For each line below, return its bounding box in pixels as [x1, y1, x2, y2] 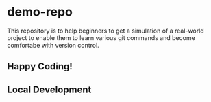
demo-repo [7, 4, 73, 20]
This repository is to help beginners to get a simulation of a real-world [7, 27, 204, 35]
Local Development [7, 84, 92, 95]
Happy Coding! [7, 61, 73, 72]
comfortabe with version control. [7, 41, 99, 49]
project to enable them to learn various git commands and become [7, 33, 195, 41]
